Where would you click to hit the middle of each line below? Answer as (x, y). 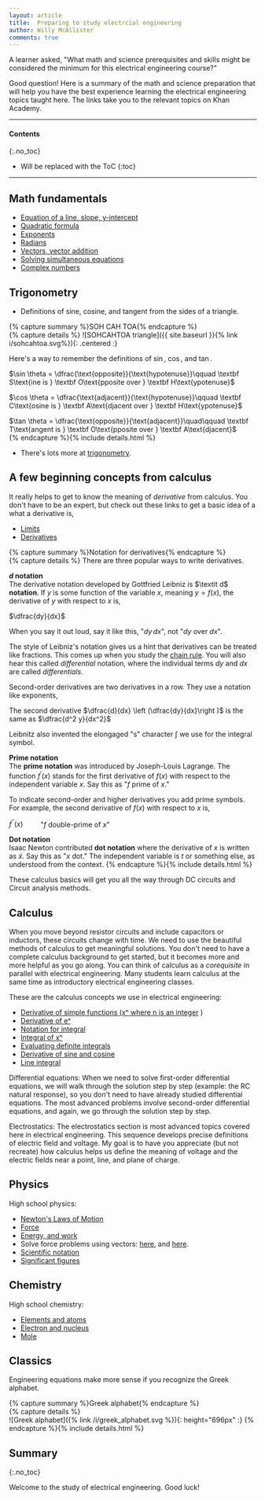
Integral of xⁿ (41, 1037)
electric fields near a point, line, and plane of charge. (94, 1160)
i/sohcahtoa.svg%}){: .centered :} (63, 344)
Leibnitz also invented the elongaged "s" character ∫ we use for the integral (131, 734)
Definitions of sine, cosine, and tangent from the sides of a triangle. (129, 311)
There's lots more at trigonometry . (76, 453)
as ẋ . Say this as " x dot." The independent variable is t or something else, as (132, 856)
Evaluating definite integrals (65, 1046)
